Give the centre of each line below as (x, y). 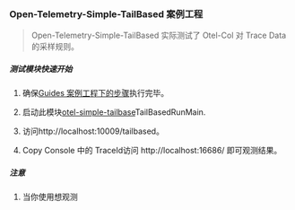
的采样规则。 (55, 47)
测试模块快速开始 (41, 68)
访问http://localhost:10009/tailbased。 (93, 131)
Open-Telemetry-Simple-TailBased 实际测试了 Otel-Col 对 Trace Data (159, 35)
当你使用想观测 (50, 197)
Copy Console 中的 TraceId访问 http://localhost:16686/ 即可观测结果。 (152, 151)
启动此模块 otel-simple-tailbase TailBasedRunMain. (114, 112)
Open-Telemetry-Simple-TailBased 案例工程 (106, 13)
